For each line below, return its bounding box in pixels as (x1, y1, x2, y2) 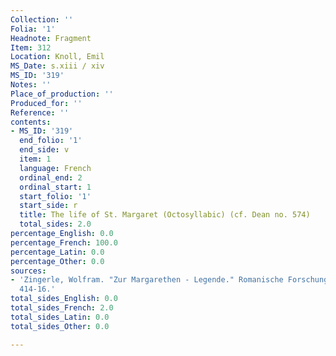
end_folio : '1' (19, 136, 83, 146)
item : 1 (19, 154, 52, 164)
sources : (10, 266, 47, 276)
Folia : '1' (10, 24, 56, 34)
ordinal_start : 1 (19, 182, 92, 192)
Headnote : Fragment (10, 33, 92, 43)
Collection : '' (10, 14, 74, 25)
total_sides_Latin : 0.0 (10, 312, 110, 322)
